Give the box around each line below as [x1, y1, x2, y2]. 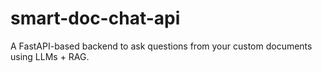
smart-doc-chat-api [10, 7, 181, 30]
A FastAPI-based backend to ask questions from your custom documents [10, 40, 313, 52]
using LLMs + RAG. [10, 50, 90, 62]
